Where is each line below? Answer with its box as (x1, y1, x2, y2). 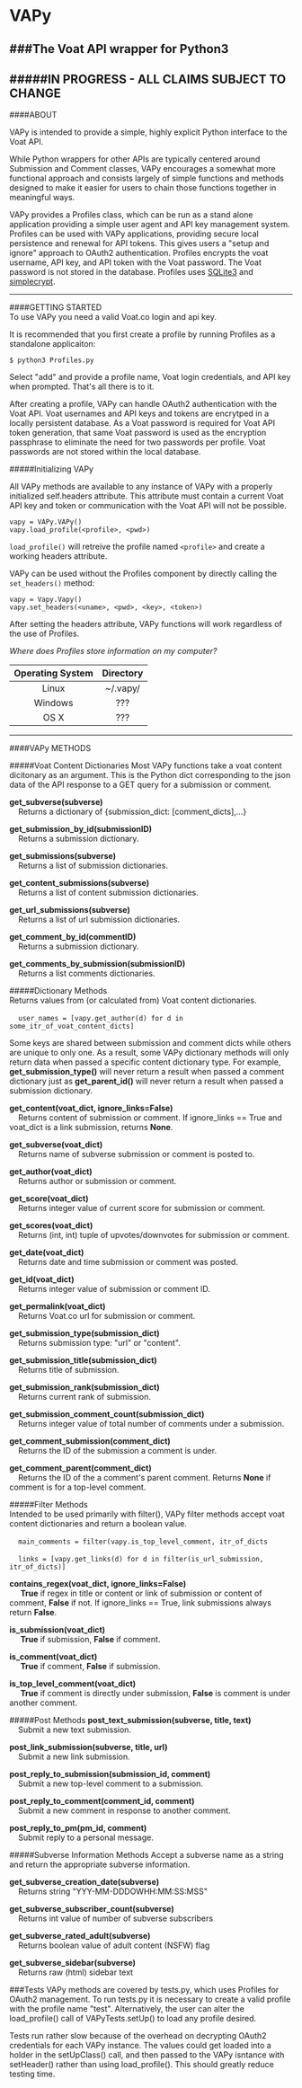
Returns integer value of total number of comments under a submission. (17, 1419, 285, 1429)
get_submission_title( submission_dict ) (9, 1355, 157, 1366)
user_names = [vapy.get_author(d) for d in (17, 1014, 184, 1023)
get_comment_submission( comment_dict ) (9, 1436, 171, 1447)
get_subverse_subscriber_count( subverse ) (9, 1904, 174, 1915)
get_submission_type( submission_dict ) (9, 1328, 160, 1339)
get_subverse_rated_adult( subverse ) (9, 1931, 151, 1942)
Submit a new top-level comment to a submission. (17, 1778, 204, 1789)
